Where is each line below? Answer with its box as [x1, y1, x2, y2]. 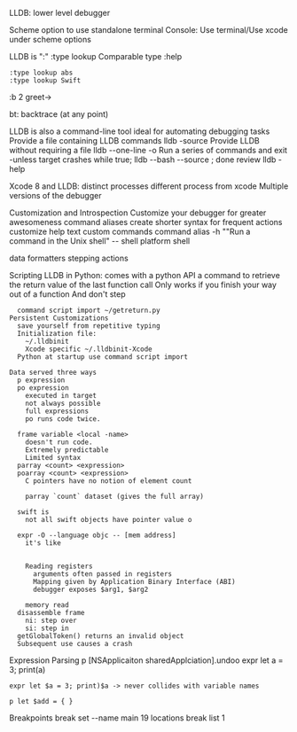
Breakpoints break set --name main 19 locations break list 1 [9, 713, 225, 723]
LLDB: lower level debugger [9, 8, 111, 18]
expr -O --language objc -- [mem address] [17, 531, 176, 540]
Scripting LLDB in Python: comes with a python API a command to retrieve [9, 270, 281, 280]
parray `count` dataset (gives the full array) [25, 492, 204, 501]
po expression [17, 384, 69, 393]
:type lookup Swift [9, 76, 82, 85]
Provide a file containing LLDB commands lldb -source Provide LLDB [9, 136, 260, 145]
